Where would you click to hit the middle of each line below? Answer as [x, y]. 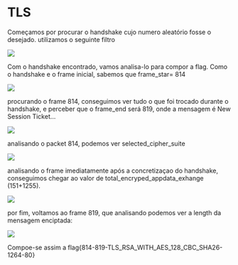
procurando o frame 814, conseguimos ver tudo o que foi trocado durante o [118, 101]
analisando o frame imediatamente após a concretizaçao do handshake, [113, 171]
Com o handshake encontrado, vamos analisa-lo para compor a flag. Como [118, 66]
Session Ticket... [32, 116]
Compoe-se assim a [37, 247]
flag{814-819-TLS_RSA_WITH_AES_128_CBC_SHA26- [145, 247]
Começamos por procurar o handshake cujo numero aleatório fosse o [109, 32]
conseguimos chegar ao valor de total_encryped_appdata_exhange [106, 178]
